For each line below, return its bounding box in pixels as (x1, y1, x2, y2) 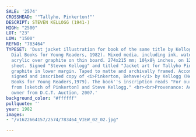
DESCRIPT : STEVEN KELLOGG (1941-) (6, 19, 90, 25)
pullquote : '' (6, 100, 41, 107)
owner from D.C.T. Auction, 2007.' (11, 90, 98, 96)
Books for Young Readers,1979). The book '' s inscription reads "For (11, 79, 181, 85)
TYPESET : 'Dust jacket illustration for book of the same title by (6, 47, 174, 52)
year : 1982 (6, 106, 33, 112)
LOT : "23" (6, 30, 30, 36)
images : (6, 111, 25, 117)
